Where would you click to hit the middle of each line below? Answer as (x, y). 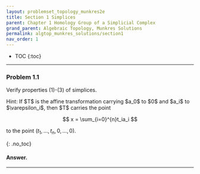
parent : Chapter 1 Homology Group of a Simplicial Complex (81, 23)
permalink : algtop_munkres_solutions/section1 (65, 34)
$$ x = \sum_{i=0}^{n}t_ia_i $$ (100, 119)
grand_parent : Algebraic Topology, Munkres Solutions (74, 28)
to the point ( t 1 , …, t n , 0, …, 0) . (41, 132)
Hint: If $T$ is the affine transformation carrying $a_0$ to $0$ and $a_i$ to (98, 102)
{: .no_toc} (19, 144)
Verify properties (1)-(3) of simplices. (51, 90)
